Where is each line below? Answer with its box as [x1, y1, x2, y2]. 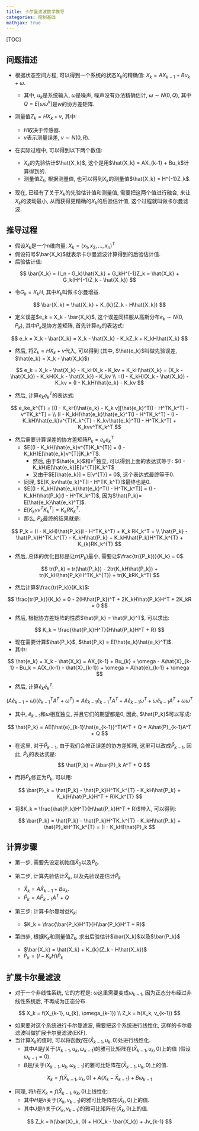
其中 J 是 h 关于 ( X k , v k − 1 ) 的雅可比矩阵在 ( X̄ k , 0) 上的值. [23, 1105, 149, 1113]
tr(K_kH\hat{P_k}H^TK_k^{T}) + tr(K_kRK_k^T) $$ [39, 572, 160, 579]
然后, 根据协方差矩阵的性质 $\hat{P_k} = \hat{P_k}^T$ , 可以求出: [14, 615, 170, 622]
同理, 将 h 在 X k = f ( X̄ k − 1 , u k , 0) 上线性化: [14, 1088, 109, 1097]
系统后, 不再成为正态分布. [25, 998, 87, 1005]
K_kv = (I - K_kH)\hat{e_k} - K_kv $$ [55, 379, 144, 386]
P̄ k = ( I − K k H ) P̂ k [23, 952, 63, 960]
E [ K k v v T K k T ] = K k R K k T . [23, 505, 81, 515]
